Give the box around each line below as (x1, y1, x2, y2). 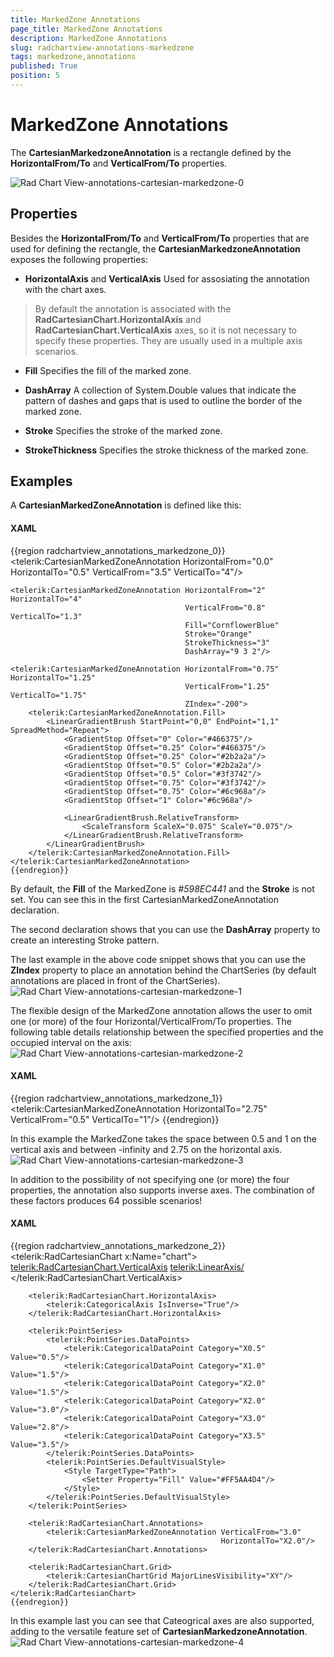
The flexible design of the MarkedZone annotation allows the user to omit (10, 1004, 313, 1016)
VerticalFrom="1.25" (184, 681, 271, 691)
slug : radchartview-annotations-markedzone (10, 42, 195, 53)
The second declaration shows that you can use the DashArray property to (10, 923, 321, 935)
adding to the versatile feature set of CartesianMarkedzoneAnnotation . (10, 1626, 308, 1638)
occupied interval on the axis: (10, 1036, 132, 1048)
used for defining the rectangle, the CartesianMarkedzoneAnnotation (10, 242, 301, 255)
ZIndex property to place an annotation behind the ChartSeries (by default (10, 964, 317, 976)
